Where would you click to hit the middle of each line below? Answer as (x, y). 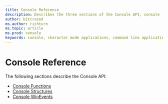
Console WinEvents (32, 96)
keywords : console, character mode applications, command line (72, 38)
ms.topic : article (24, 28)
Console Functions (32, 86)
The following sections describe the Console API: (56, 76)
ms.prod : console (23, 33)
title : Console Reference (32, 10)
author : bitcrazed (24, 19)
